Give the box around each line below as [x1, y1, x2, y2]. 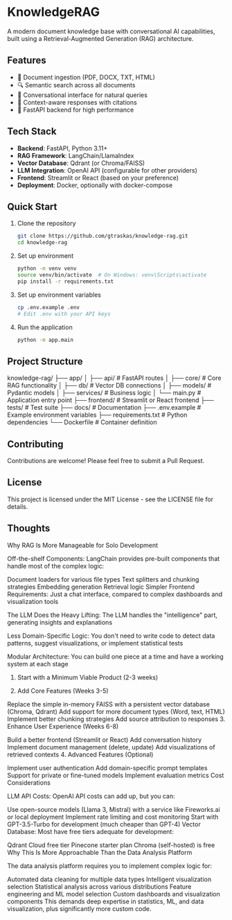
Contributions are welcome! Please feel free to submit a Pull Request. [7, 457, 205, 465]
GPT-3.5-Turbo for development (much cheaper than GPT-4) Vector [7, 819, 201, 828]
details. [7, 502, 28, 510]
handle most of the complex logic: [7, 562, 105, 570]
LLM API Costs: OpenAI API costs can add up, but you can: [7, 792, 175, 800]
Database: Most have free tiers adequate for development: [7, 827, 175, 835]
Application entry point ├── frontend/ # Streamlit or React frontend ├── [7, 396, 214, 404]
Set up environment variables [17, 290, 102, 299]
